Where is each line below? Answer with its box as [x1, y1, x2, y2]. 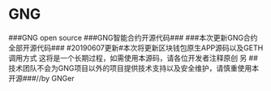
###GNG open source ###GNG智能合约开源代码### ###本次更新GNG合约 [8, 32, 258, 42]
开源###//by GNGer [8, 73, 75, 83]
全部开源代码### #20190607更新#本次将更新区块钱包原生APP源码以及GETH [8, 42, 264, 53]
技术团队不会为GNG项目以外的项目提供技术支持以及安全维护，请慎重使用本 [8, 63, 260, 73]
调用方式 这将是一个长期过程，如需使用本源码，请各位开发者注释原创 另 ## [8, 53, 258, 63]
